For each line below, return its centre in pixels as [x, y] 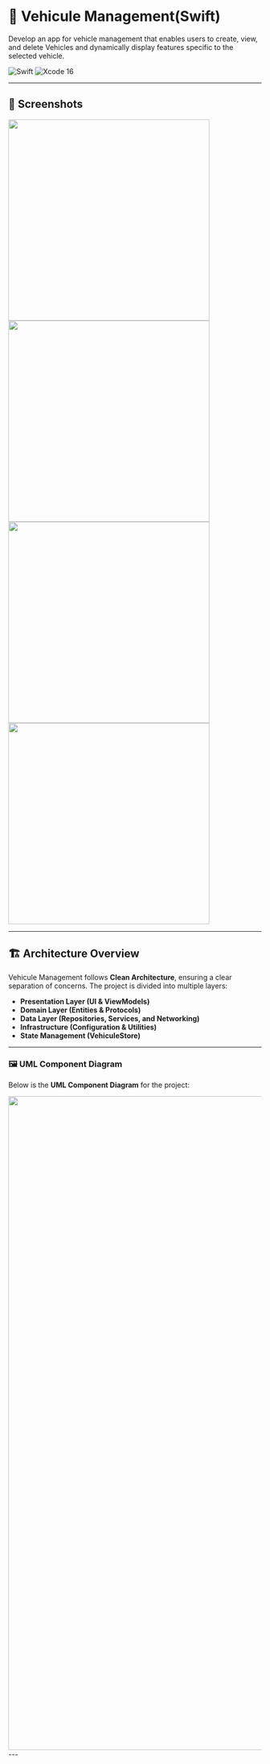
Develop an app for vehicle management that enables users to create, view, [133, 39]
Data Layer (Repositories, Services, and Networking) [110, 1018]
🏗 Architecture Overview [74, 954]
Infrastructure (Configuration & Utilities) [88, 1027]
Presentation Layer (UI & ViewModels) [85, 1001]
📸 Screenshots [46, 104]
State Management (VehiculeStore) [80, 1035]
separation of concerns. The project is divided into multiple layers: [118, 986]
